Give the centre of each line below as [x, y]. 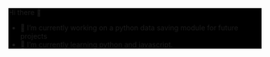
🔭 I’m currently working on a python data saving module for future [129, 28]
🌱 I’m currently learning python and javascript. [96, 44]
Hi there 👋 [25, 12]
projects [34, 36]
